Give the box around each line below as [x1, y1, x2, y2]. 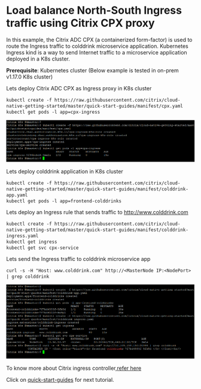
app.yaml [6, 192, 28, 198]
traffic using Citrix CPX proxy [6, 16, 155, 30]
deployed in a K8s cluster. [6, 55, 70, 62]
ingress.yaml [6, 233, 39, 239]
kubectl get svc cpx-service [6, 245, 79, 251]
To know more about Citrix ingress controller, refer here [6, 364, 142, 372]
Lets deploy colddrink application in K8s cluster [6, 168, 124, 175]
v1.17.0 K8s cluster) [6, 73, 53, 80]
